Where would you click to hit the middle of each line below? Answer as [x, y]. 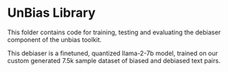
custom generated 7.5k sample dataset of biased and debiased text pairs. [114, 60]
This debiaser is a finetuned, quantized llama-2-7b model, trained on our [113, 53]
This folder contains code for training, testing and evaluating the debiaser [114, 32]
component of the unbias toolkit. [55, 39]
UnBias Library [52, 13]
